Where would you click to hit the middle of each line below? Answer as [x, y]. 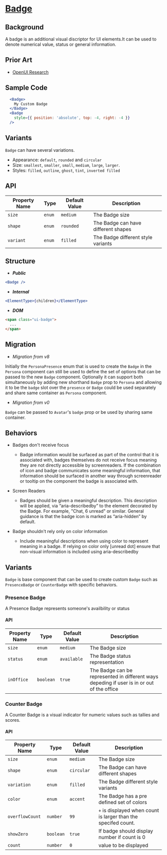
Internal [21, 292]
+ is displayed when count [129, 811]
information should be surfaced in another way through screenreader [91, 476]
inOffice [18, 680]
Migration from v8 [31, 356]
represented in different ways [124, 676]
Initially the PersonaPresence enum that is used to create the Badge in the [79, 366]
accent [77, 799]
